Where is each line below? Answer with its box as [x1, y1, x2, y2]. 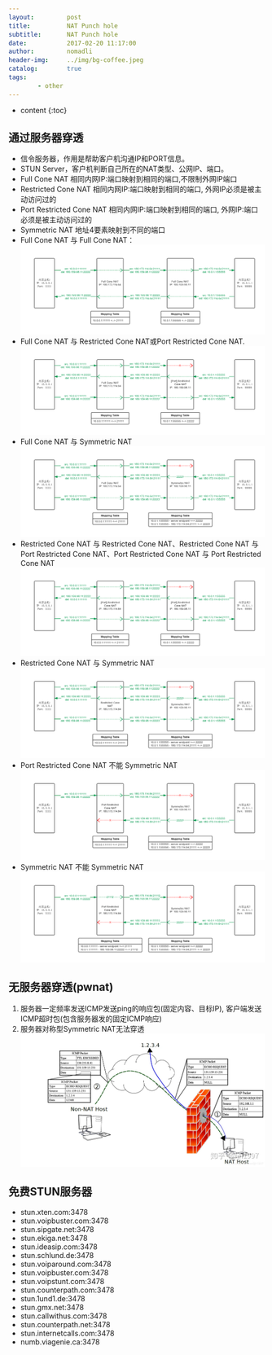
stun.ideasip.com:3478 [20, 1242, 98, 1252]
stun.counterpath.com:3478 [20, 1285, 115, 1295]
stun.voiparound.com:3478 [20, 1259, 112, 1269]
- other [37, 81, 64, 90]
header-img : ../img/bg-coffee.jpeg [8, 56, 144, 64]
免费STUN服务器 [8, 1185, 92, 1199]
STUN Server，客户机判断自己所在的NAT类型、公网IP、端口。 [20, 164, 229, 174]
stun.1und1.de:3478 [20, 1293, 86, 1303]
